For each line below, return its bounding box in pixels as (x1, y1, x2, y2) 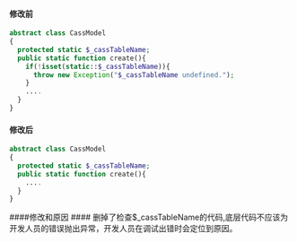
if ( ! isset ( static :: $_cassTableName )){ (25, 62, 170, 71)
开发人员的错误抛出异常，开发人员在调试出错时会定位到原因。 (9, 223, 238, 234)
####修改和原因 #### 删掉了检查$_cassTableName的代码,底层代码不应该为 (9, 212, 289, 223)
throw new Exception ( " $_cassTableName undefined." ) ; (32, 70, 235, 80)
